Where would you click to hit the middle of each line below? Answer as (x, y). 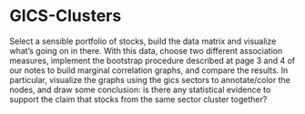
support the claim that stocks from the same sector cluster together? (138, 99)
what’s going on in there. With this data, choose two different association (146, 50)
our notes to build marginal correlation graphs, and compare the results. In (149, 70)
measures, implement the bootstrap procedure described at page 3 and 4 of (152, 60)
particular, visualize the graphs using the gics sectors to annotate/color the (150, 79)
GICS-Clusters (66, 16)
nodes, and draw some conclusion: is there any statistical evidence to (140, 89)
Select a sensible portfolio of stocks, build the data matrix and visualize (143, 41)
